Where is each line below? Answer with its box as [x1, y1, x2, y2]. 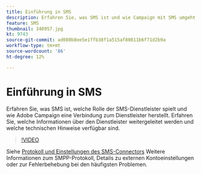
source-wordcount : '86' [6, 48, 66, 54]
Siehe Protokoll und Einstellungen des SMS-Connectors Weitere [6, 147, 165, 155]
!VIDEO [21, 136, 39, 143]
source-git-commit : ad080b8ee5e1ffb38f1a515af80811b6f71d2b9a [6, 37, 166, 43]
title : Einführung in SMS [6, 8, 71, 15]
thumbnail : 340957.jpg [6, 25, 63, 32]
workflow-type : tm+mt [6, 43, 61, 49]
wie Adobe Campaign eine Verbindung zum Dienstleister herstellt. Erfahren [6, 111, 193, 118]
